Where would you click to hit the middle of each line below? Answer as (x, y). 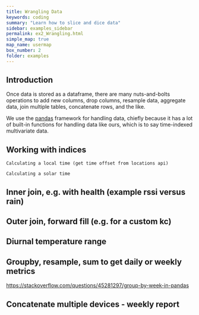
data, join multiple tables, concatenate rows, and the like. (76, 107)
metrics (21, 271)
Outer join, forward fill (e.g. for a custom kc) (89, 221)
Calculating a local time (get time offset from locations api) (87, 163)
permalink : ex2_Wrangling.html (45, 34)
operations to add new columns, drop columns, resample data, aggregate (96, 100)
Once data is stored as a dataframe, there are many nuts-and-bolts (88, 94)
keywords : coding (28, 17)
